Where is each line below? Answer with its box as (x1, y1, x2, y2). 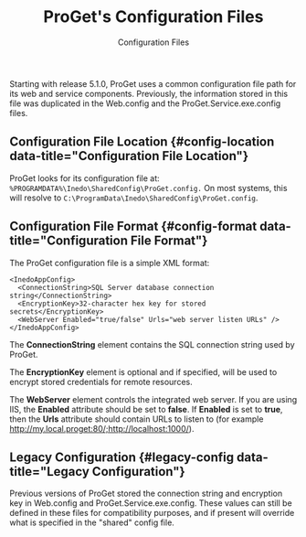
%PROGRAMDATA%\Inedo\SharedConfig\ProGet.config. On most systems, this (9, 182, 288, 193)
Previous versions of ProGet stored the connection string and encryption (9, 488, 283, 499)
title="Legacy (9, 464, 90, 479)
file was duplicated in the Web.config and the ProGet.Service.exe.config (9, 98, 281, 109)
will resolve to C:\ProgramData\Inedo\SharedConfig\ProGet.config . (9, 192, 259, 203)
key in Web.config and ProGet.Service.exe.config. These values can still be (9, 498, 292, 509)
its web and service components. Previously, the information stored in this (9, 88, 289, 99)
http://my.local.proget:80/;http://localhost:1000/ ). (9, 423, 195, 434)
